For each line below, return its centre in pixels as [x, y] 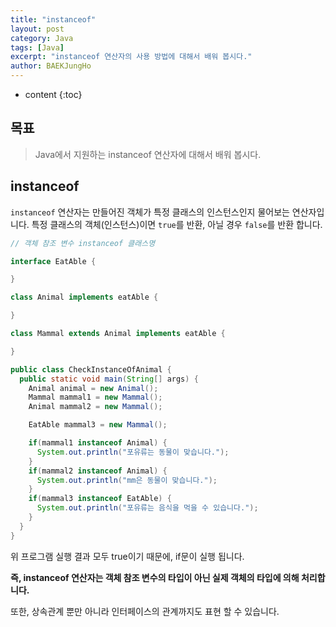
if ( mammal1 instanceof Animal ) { [98, 443]
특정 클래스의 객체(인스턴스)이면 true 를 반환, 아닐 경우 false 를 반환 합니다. [177, 224]
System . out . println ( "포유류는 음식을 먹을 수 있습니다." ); [147, 508]
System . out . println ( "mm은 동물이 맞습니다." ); [127, 480]
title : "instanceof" [53, 19]
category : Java [42, 38]
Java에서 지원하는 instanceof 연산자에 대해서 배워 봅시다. [148, 154]
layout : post [37, 29]
